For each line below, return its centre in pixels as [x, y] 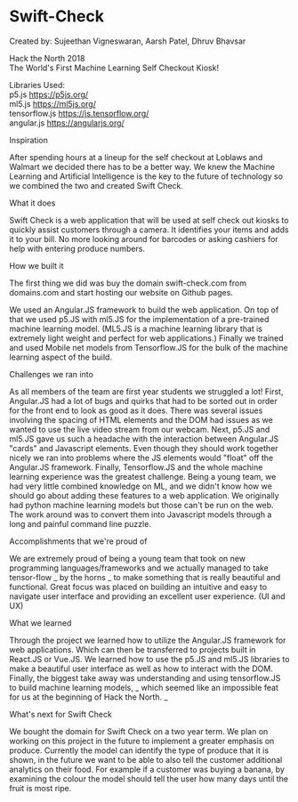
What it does [32, 203]
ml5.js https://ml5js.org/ [52, 103]
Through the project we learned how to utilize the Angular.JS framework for [148, 640]
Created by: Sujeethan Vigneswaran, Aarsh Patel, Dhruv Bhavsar [128, 41]
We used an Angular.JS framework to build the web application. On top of [144, 310]
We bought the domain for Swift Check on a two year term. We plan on [139, 731]
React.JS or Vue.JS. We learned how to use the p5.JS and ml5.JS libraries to [149, 659]
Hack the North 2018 [47, 58]
